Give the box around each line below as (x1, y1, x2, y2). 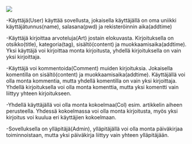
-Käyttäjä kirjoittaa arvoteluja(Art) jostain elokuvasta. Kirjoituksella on (6, 35, 174, 41)
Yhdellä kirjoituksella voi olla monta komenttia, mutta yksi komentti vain (6, 84, 179, 90)
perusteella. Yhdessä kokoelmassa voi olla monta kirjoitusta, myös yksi (6, 107, 178, 114)
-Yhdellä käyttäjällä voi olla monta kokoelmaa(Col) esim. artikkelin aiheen (6, 102, 183, 108)
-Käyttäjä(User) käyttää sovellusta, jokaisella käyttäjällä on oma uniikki (6, 17, 177, 24)
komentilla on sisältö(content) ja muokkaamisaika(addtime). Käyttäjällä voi (6, 71, 186, 78)
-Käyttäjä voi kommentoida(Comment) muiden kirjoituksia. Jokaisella (6, 65, 173, 71)
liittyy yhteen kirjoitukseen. (6, 90, 72, 97)
